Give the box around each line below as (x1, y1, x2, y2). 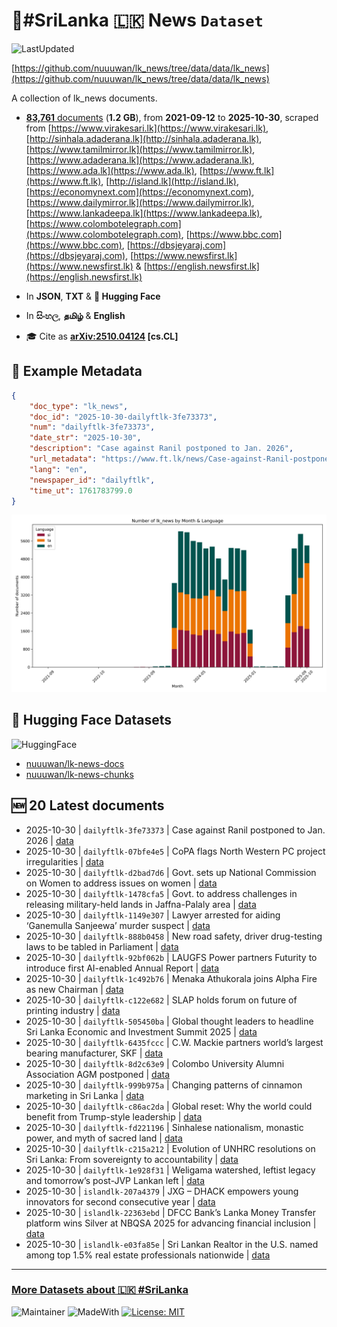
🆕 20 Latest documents (11, 797, 165, 814)
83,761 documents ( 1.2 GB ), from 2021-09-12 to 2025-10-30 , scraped (25, 111, 319, 123)
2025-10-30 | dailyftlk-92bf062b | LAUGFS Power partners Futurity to (25, 951, 318, 963)
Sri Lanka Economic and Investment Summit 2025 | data (25, 1025, 258, 1038)
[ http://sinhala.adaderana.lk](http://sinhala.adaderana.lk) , (25, 132, 263, 144)
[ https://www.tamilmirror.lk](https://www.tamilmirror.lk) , (25, 143, 256, 155)
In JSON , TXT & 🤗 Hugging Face (25, 290, 161, 302)
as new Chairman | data (25, 983, 124, 995)
